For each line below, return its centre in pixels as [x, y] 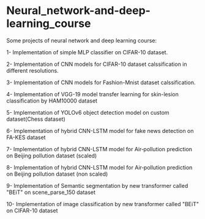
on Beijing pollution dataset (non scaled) [57, 174]
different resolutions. [33, 70]
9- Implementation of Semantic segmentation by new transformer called [97, 185]
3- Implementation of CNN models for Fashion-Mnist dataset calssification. [101, 82]
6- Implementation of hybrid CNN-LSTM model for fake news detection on [100, 131]
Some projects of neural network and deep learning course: [82, 40]
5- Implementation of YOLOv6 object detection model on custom [88, 112]
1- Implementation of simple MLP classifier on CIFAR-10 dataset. [87, 52]
